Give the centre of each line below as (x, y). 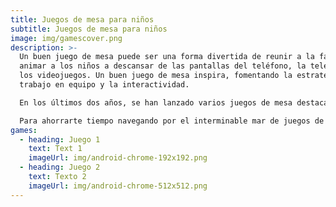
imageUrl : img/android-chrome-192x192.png (118, 158)
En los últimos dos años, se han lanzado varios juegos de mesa (156, 102)
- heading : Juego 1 (60, 139)
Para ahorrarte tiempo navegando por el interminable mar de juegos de (172, 121)
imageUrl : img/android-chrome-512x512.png (118, 186)
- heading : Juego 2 (60, 167)
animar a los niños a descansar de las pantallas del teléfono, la (163, 66)
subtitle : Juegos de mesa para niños (89, 29)
